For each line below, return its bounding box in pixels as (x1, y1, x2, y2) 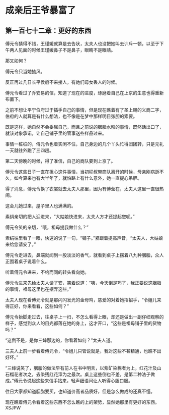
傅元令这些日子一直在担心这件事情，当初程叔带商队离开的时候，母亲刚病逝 (5, 169, 159, 175)
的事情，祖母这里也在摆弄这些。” (5, 286, 71, 292)
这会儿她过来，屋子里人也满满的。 (5, 203, 76, 209)
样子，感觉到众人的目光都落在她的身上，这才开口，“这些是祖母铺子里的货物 (5, 320, 162, 326)
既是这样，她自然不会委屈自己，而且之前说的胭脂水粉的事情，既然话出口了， (5, 124, 164, 130)
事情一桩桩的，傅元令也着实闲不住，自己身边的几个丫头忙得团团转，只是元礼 (5, 141, 164, 147)
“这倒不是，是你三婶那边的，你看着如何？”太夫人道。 (5, 337, 115, 343)
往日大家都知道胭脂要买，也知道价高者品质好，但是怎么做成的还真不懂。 (5, 388, 155, 394)
